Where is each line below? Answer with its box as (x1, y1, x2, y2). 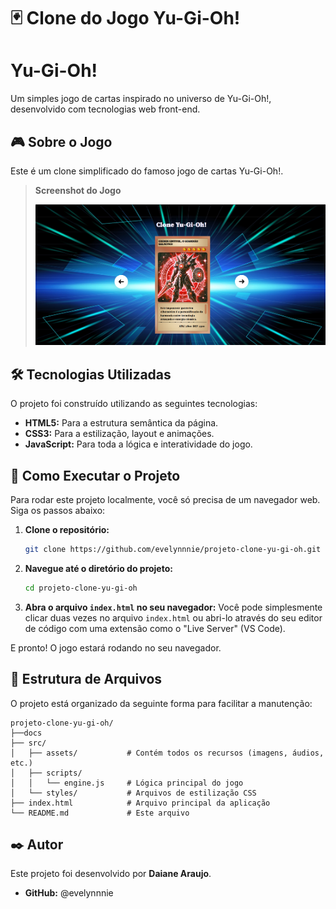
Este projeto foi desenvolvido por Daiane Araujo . (10, 868, 212, 880)
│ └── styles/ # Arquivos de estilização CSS (10, 788, 257, 798)
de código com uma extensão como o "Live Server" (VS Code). (24, 622, 286, 634)
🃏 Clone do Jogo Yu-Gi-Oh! (10, 7, 241, 30)
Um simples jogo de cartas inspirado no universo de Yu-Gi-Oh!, (10, 93, 272, 105)
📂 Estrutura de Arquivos (10, 671, 163, 688)
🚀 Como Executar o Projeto (10, 467, 181, 484)
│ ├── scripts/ (10, 768, 83, 778)
